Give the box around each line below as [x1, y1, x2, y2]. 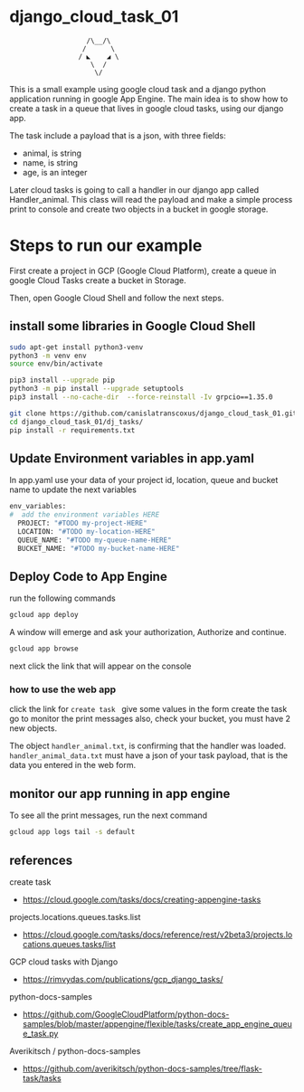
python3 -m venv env [9, 351, 88, 360]
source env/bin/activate [9, 359, 103, 368]
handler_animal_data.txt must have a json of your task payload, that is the [9, 750, 288, 761]
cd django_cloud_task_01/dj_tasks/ [9, 417, 144, 426]
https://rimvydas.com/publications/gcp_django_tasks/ [22, 973, 223, 984]
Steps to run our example [9, 235, 203, 256]
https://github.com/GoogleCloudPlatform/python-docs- [22, 1009, 230, 1020]
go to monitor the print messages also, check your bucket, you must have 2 [9, 713, 291, 725]
